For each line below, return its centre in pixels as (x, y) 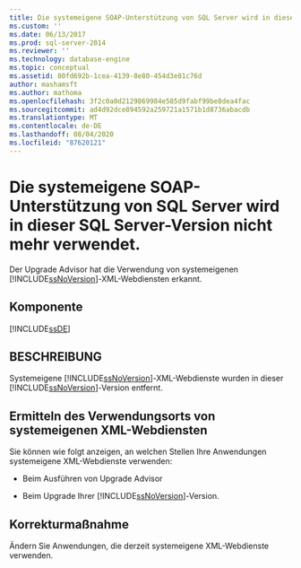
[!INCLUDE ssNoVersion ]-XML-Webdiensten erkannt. (106, 278)
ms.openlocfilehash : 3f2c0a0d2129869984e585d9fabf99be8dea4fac (130, 101)
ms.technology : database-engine (69, 59)
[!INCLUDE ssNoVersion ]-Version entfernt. (86, 388)
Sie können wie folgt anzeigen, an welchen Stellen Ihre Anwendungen (138, 452)
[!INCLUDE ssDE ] (40, 328)
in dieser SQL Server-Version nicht (141, 225)
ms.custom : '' (36, 26)
